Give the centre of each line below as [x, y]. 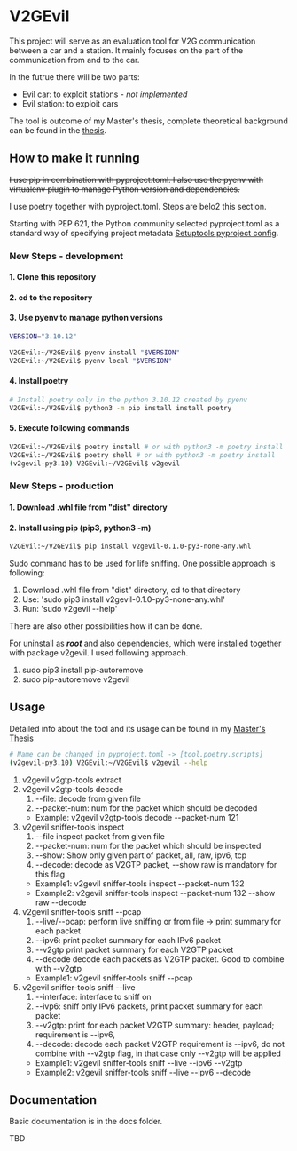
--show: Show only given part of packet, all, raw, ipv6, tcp [141, 855]
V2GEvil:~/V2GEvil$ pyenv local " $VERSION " [91, 361]
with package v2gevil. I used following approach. [99, 653]
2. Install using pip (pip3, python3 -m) [80, 528]
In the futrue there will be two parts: [74, 76]
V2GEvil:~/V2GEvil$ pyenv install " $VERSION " [94, 353]
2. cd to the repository [51, 297]
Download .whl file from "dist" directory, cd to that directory [131, 590]
